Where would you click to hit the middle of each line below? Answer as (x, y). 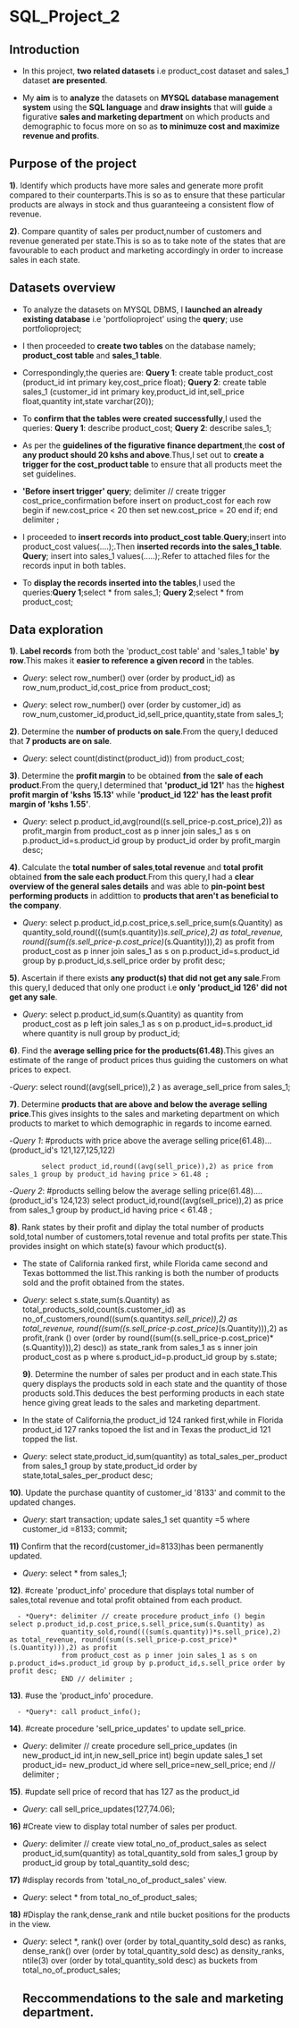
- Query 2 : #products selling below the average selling (108, 1191)
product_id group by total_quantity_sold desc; (106, 1863)
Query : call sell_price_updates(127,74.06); (99, 1809)
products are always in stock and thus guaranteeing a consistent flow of (142, 204)
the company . (36, 906)
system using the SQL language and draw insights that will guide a (147, 107)
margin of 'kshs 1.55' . (50, 804)
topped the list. (50, 1439)
